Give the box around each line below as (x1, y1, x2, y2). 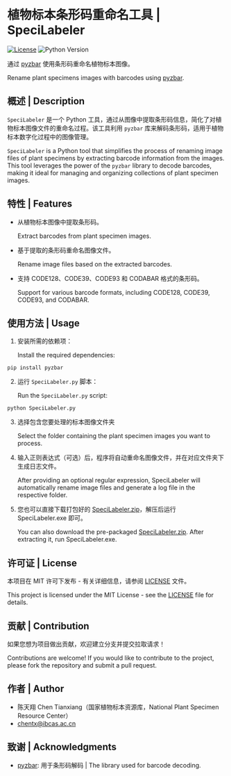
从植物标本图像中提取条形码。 (17, 218, 103, 226)
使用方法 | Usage (7, 317, 80, 329)
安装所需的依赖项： (17, 337, 73, 346)
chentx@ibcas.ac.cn (17, 719, 76, 727)
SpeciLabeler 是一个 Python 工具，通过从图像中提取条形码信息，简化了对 (7, 115, 216, 123)
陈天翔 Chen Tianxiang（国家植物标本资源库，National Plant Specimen (17, 702, 219, 711)
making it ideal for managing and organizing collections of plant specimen (7, 168, 219, 177)
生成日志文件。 (17, 462, 60, 471)
